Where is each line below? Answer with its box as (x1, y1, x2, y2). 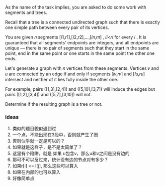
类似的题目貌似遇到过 (12, 126, 56, 132)
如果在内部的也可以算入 (12, 169, 61, 175)
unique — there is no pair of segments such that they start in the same (5, 45, 150, 51)
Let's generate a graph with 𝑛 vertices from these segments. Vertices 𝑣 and (5, 65, 159, 71)
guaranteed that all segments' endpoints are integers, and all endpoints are (5, 40, 159, 45)
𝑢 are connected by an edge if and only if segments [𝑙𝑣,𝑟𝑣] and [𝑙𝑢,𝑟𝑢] (5, 71, 145, 77)
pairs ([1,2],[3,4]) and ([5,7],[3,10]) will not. (5, 92, 92, 97)
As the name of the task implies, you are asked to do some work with (5, 4, 147, 10)
